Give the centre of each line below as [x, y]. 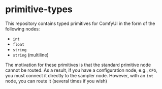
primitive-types [39, 9]
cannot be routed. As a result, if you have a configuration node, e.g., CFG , [81, 70]
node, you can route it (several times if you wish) [56, 81]
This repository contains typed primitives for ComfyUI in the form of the [80, 23]
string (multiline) [31, 55]
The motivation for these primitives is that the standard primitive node [78, 65]
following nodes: [23, 28]
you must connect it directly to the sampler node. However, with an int [79, 75]
